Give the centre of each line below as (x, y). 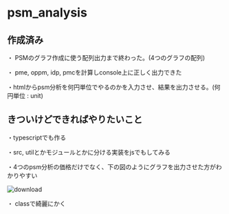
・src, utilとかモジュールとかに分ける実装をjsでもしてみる (89, 152)
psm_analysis (47, 13)
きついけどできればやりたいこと (75, 120)
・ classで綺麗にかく (36, 203)
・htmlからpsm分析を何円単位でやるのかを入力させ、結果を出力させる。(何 (114, 87)
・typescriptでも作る (37, 137)
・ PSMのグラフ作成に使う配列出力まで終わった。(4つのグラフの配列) (106, 58)
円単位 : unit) (25, 96)
